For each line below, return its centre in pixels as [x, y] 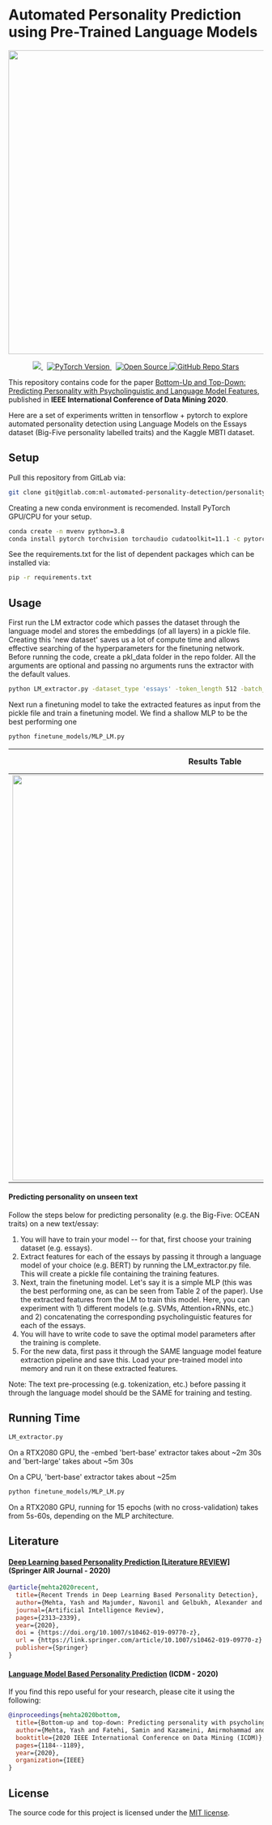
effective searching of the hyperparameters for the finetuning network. [127, 648]
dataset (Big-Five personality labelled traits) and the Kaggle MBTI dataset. [132, 432]
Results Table [215, 761]
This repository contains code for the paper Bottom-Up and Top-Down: [127, 382]
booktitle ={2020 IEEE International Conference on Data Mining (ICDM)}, [141, 1737]
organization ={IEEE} [50, 1760]
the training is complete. [60, 1343]
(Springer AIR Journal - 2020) [59, 1571]
